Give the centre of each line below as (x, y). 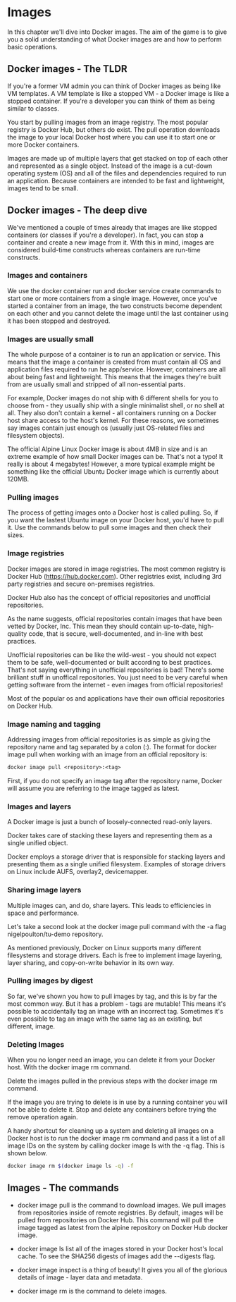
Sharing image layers (44, 890)
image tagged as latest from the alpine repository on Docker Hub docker (123, 1227)
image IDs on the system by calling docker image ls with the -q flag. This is (116, 1146)
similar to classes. (33, 108)
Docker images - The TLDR (67, 69)
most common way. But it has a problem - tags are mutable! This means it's (117, 1003)
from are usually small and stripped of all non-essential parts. (96, 384)
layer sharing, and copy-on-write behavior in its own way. (91, 962)
